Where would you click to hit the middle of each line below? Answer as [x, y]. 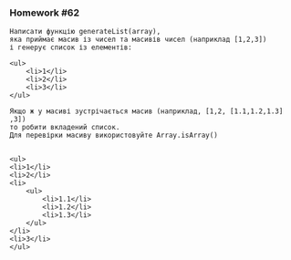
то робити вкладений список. [65, 128]
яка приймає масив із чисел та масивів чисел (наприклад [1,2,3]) [138, 40]
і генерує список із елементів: [71, 47]
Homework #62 [45, 13]
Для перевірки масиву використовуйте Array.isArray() [114, 135]
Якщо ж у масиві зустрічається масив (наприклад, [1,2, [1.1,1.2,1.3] [146, 111]
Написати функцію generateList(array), [85, 32]
